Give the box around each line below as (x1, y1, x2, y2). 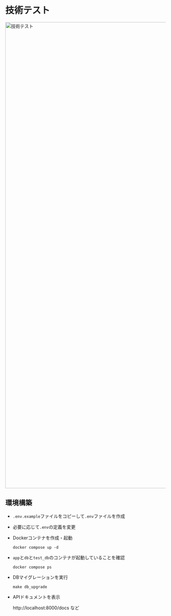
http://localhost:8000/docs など (12, 604, 80, 611)
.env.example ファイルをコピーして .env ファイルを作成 (12, 513, 125, 519)
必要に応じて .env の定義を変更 (12, 524, 76, 530)
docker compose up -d (12, 545, 59, 550)
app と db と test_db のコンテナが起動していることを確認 (12, 554, 125, 561)
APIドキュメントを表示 (12, 594, 61, 600)
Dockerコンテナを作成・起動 (12, 535, 73, 541)
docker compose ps (12, 565, 52, 570)
